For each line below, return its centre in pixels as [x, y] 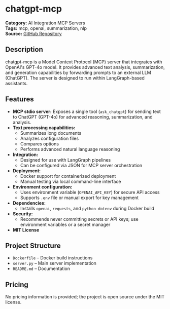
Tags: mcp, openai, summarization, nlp [46, 28]
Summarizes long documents [51, 133]
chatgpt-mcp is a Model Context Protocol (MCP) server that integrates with [84, 62]
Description [24, 49]
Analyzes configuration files [49, 138]
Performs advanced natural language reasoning [70, 149]
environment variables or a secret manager [65, 224]
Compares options [40, 144]
